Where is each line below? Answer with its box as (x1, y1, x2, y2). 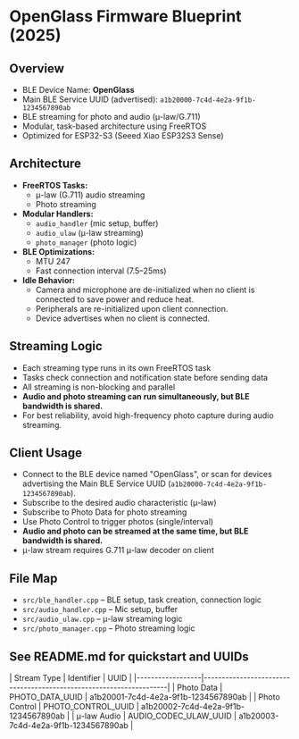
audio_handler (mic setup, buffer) (35, 217, 159, 229)
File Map (9, 570, 58, 586)
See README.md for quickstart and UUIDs (9, 649, 250, 664)
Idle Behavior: (21, 274, 76, 285)
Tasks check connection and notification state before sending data (21, 372, 269, 382)
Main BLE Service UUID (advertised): (21, 94, 159, 105)
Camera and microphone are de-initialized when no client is (35, 284, 255, 295)
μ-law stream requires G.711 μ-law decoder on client (21, 545, 214, 556)
